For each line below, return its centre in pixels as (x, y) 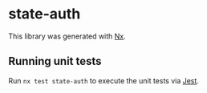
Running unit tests (55, 61)
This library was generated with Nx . (67, 36)
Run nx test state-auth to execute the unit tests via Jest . (103, 80)
